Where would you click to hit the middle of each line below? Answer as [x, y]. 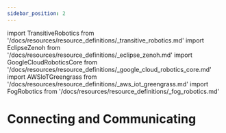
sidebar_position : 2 [37, 13]
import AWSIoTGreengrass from [52, 77]
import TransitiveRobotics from [51, 33]
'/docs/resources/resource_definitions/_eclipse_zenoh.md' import [100, 55]
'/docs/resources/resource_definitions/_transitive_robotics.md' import [105, 40]
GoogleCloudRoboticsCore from [52, 62]
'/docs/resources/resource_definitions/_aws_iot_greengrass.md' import [108, 84]
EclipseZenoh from [34, 47]
